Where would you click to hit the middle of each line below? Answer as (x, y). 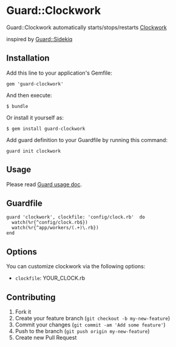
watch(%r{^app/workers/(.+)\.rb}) (55, 228)
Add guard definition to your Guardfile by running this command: (87, 140)
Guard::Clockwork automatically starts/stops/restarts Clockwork (86, 27)
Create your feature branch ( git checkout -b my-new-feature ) (93, 318)
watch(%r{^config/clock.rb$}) (50, 223)
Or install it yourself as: (35, 117)
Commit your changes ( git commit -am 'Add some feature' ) (90, 325)
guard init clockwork (34, 151)
